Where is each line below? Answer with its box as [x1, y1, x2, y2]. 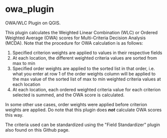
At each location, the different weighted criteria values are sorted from [12, 55, 157, 61]
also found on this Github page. [5, 127, 70, 133]
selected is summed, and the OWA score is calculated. [12, 92, 125, 98]
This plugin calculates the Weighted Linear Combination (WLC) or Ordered [5, 29, 158, 35]
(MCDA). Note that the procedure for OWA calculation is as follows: [5, 40, 144, 46]
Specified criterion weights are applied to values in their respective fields [12, 50, 163, 56]
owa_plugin [5, 3, 54, 15]
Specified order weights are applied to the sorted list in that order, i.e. [12, 66, 156, 71]
